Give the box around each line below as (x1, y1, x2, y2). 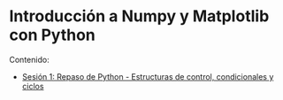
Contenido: (9, 54, 50, 65)
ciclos (21, 81, 44, 91)
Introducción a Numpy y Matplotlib (9, 6, 270, 27)
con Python (9, 25, 96, 45)
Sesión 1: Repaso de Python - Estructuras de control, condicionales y (21, 71, 274, 81)
